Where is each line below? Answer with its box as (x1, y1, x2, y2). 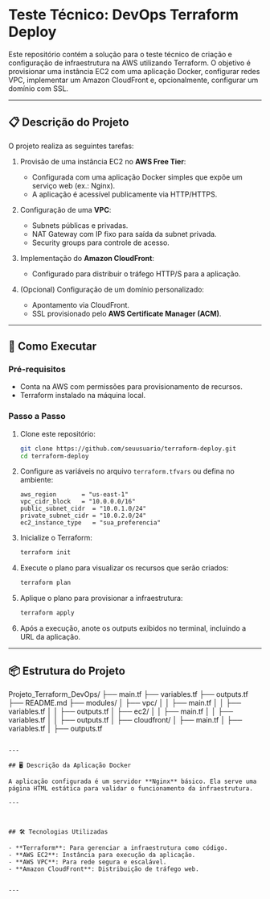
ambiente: (19, 475, 54, 485)
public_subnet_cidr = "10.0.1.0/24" (19, 505, 147, 513)
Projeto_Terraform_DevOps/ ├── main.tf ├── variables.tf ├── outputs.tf (8, 689, 249, 698)
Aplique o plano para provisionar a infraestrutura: (19, 594, 183, 603)
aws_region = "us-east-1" (19, 491, 129, 499)
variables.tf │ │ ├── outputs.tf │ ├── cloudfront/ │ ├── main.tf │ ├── (8, 715, 243, 724)
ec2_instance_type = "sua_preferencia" (19, 519, 161, 527)
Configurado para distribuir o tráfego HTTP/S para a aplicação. (31, 268, 241, 279)
